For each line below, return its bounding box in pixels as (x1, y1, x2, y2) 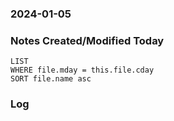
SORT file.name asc (10, 74, 92, 84)
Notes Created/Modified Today (10, 33, 165, 47)
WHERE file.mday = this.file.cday (10, 65, 155, 76)
